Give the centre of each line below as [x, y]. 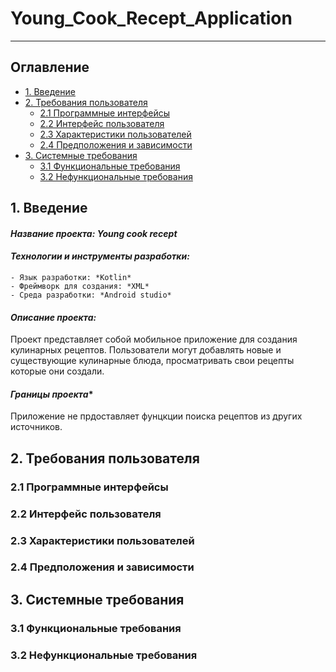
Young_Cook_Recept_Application [151, 18]
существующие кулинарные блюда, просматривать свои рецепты [152, 361]
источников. [36, 427]
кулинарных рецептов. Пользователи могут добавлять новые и [146, 350]
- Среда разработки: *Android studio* [91, 295]
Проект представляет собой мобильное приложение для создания [154, 339]
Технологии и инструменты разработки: [100, 256]
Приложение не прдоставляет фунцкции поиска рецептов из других [156, 416]
